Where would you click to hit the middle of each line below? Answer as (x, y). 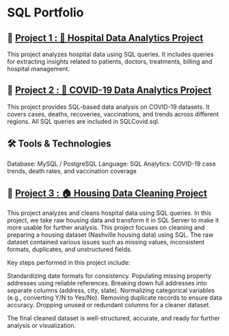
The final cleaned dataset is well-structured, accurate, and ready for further (114, 318)
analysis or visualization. (42, 326)
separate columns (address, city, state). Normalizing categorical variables (111, 290)
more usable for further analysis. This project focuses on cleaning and (106, 228)
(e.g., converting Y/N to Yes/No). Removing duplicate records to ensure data (114, 298)
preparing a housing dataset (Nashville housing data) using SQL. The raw (110, 235)
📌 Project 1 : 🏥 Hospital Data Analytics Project (105, 38)
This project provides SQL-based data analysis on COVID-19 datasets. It (108, 107)
